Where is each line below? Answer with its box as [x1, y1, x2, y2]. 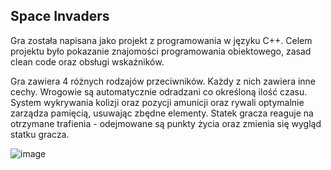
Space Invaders [10, 8, 110, 25]
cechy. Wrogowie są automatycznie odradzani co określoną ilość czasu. [10, 85, 308, 98]
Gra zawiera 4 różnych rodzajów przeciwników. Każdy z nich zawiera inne [10, 75, 317, 87]
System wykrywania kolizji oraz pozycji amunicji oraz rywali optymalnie [10, 96, 305, 108]
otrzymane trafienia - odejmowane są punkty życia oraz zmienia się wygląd [10, 117, 322, 129]
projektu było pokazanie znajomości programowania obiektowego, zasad [10, 45, 312, 57]
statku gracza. [10, 128, 70, 140]
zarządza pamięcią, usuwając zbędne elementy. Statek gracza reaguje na [10, 107, 314, 119]
